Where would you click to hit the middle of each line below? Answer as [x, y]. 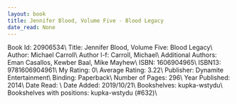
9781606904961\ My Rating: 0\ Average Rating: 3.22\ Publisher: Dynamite [116, 70]
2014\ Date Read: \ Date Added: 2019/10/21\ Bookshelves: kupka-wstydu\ [115, 85]
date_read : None [31, 27]
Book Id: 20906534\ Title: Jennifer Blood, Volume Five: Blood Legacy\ [110, 48]
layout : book [27, 14]
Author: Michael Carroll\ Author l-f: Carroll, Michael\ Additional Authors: [112, 55]
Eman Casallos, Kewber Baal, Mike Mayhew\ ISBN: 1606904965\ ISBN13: [114, 63]
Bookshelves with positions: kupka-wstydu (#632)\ [82, 93]
